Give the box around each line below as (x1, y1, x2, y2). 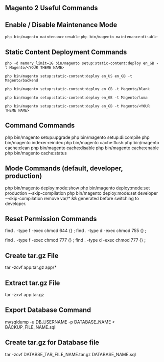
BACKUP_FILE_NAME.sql (5, 324, 56, 330)
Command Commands (5, 121, 75, 129)
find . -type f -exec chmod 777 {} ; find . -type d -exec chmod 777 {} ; (5, 237, 146, 243)
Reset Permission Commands (5, 215, 97, 223)
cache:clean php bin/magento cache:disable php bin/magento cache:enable (5, 145, 159, 151)
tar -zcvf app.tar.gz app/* (5, 264, 57, 270)
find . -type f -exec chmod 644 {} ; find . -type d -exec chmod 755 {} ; (5, 228, 147, 233)
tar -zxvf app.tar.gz (5, 292, 45, 298)
